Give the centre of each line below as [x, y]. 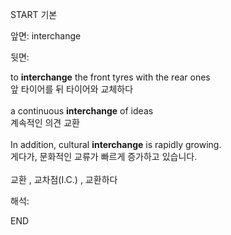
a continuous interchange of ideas [82, 111]
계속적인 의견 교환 [45, 122]
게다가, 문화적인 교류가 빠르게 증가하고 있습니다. [104, 156]
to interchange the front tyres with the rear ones [110, 77]
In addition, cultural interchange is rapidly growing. [116, 144]
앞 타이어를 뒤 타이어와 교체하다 [72, 89]
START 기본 [34, 14]
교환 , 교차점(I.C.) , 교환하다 [64, 179]
